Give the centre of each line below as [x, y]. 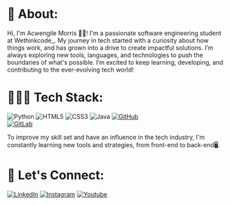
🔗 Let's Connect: [56, 175]
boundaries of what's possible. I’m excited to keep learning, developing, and [115, 62]
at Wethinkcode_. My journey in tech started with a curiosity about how [108, 40]
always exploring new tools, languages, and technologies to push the [105, 55]
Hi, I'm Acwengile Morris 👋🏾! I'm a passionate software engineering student [114, 33]
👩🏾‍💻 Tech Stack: [55, 97]
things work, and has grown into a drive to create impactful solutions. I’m [110, 47]
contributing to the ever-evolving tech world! [71, 69]
